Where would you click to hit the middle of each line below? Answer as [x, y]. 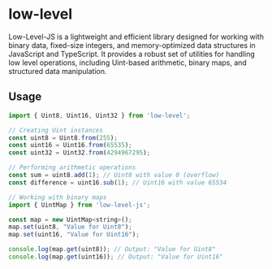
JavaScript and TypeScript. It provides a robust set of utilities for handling [132, 54]
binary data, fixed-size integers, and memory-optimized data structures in [132, 45]
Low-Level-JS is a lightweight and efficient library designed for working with [136, 37]
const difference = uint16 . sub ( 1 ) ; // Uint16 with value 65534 [118, 182]
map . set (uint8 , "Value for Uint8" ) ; [70, 227]
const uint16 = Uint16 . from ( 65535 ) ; [70, 145]
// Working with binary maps [58, 197]
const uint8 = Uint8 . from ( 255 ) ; [63, 138]
